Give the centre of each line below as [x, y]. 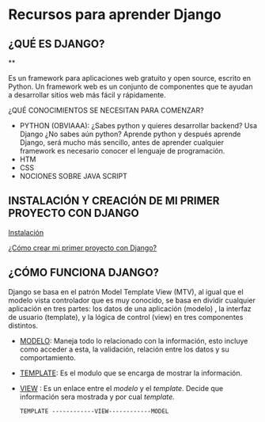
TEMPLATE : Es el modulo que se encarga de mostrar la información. [131, 373]
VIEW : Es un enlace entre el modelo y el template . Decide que [121, 388]
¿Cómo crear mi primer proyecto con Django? [83, 248]
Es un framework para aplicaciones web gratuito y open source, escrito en [130, 78]
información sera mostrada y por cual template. [97, 397]
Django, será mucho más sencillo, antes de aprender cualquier [121, 143]
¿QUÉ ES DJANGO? [57, 44]
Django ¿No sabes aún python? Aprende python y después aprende [130, 134]
